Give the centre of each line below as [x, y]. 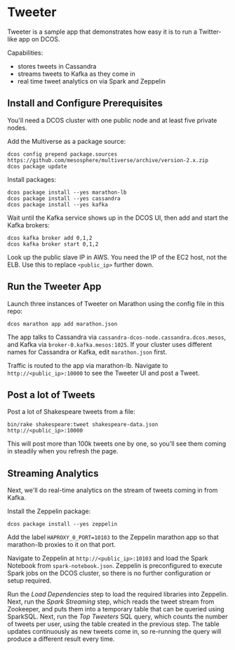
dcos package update [38, 166]
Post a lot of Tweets [51, 395]
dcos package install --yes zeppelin [62, 524]
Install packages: [32, 179]
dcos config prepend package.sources [62, 154]
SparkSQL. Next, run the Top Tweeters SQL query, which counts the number [117, 617]
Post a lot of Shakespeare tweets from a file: [71, 412]
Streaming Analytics [53, 473]
